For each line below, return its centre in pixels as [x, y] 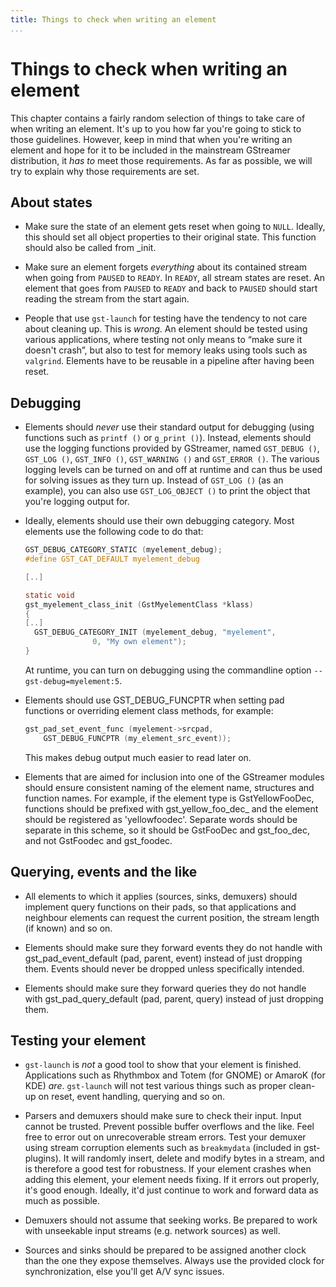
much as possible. [62, 1201]
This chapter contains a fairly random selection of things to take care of [158, 118]
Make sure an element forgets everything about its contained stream [166, 267]
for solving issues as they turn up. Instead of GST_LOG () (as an [154, 480]
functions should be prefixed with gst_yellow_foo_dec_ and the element [171, 808]
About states [51, 202]
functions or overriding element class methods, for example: [149, 710]
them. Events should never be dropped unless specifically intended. [164, 968]
